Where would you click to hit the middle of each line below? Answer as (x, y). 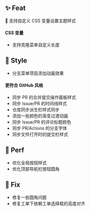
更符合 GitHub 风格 (24, 85)
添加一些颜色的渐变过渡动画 (40, 116)
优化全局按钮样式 (29, 163)
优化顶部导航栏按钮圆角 (36, 169)
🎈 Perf (15, 150)
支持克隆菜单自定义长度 (36, 45)
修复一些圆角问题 (29, 197)
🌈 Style (16, 61)
